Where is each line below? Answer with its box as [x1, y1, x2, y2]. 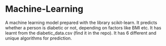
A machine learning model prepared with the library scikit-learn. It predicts [5, 20, 158, 25]
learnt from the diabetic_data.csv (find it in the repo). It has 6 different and [5, 30, 157, 36]
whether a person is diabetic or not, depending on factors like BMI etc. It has [5, 24, 162, 30]
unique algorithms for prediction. [5, 35, 72, 41]
